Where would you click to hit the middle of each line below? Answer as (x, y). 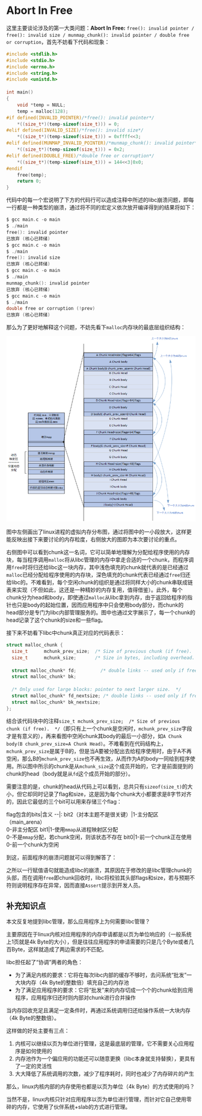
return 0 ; (29, 181)
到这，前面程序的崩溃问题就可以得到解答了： (62, 857)
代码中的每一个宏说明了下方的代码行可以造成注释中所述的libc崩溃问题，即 (98, 200)
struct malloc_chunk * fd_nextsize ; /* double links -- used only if (99, 696)
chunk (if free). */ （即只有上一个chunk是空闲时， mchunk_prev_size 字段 (99, 728)
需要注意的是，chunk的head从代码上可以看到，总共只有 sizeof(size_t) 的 (97, 786)
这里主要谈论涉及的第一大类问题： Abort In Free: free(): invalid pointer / (100, 28)
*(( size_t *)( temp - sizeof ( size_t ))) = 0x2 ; (71, 150)
